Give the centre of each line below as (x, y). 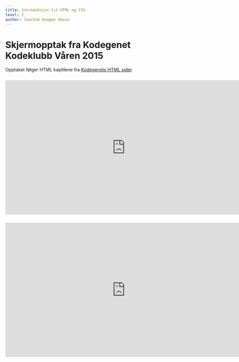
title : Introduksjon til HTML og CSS (45, 10)
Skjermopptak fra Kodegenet (68, 45)
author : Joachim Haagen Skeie (38, 19)
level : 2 (15, 15)
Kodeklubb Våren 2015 (54, 55)
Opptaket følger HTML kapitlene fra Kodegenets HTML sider (69, 70)
